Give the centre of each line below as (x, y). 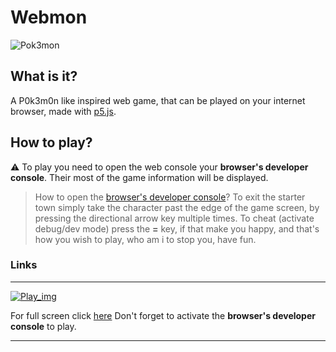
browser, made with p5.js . (63, 111)
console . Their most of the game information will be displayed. (139, 177)
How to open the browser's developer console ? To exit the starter (170, 197)
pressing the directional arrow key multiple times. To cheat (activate (174, 218)
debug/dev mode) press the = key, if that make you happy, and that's (177, 228)
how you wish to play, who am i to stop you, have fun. (145, 239)
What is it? (44, 76)
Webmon (49, 17)
